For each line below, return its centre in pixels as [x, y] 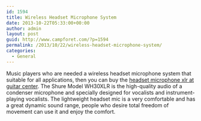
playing [15, 99]
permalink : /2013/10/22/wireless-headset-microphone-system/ [84, 46]
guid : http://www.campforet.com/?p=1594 [58, 40]
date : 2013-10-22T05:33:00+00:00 [48, 23]
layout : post [22, 34]
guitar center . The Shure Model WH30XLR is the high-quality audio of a [94, 86]
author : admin [24, 28]
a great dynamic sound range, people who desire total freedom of [88, 105]
